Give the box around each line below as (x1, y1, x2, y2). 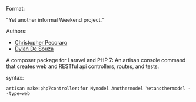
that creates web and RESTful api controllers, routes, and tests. (6, 63, 160, 70)
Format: (6, 5, 25, 12)
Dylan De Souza (14, 45, 54, 52)
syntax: (6, 74, 24, 81)
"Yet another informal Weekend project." (6, 16, 104, 23)
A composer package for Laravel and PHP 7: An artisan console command (6, 57, 186, 63)
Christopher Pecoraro (14, 39, 68, 46)
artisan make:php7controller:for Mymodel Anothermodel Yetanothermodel (6, 86, 185, 91)
